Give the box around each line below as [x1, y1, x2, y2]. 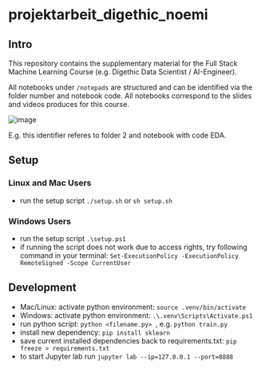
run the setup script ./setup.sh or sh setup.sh [19, 196, 173, 205]
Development [8, 281, 77, 295]
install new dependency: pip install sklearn [19, 327, 170, 337]
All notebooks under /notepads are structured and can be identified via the [8, 82, 253, 92]
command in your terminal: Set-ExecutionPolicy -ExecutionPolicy [19, 250, 239, 260]
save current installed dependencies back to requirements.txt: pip [19, 335, 237, 345]
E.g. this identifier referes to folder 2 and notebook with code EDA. [8, 130, 227, 140]
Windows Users [8, 216, 72, 227]
